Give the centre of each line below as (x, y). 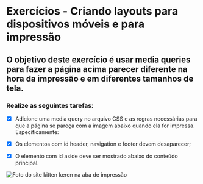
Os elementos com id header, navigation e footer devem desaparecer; (103, 144)
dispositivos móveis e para (76, 24)
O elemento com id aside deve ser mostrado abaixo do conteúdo (96, 156)
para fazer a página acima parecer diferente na (97, 69)
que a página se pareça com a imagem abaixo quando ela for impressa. (105, 126)
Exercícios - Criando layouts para (92, 11)
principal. (27, 163)
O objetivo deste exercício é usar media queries (98, 59)
